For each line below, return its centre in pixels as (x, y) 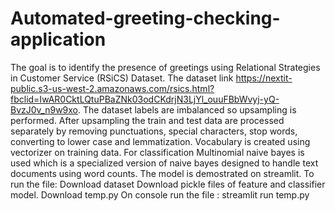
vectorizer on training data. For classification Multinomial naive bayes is (157, 152)
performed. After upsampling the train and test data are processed (147, 120)
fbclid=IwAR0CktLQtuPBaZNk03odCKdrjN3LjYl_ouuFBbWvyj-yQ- (145, 99)
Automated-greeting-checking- (145, 18)
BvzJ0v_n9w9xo (44, 109)
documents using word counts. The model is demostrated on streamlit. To (162, 173)
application (58, 39)
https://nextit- (264, 78)
